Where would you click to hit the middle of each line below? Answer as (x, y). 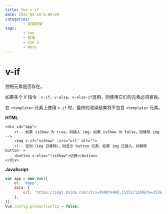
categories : (17, 19)
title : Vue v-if (22, 10)
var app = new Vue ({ (27, 178)
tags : (11, 28)
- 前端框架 (33, 24)
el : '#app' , (26, 183)
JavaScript (17, 169)
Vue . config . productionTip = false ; (42, 206)
